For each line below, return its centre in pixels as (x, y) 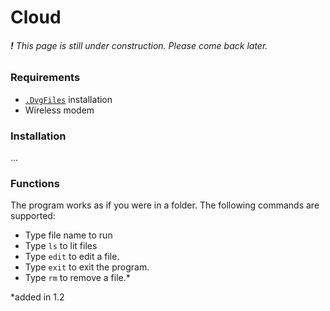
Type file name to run (68, 235)
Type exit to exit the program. (87, 267)
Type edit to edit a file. (72, 257)
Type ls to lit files (61, 246)
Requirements (45, 78)
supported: (33, 216)
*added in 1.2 (37, 297)
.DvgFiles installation (68, 99)
